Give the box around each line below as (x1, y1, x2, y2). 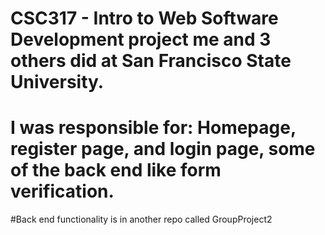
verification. (10, 180, 115, 203)
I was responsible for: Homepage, (10, 117, 297, 139)
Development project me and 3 (10, 28, 272, 51)
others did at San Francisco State (10, 50, 292, 72)
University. (10, 71, 105, 94)
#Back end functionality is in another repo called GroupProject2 (10, 213, 273, 226)
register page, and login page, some (10, 138, 316, 161)
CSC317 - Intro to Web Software (10, 7, 279, 30)
